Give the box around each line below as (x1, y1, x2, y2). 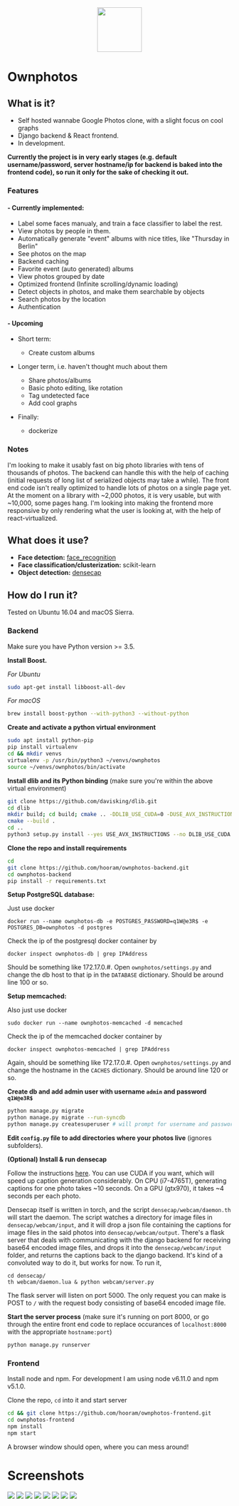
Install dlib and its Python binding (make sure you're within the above (7, 776, 213, 785)
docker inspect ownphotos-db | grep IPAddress (7, 950, 148, 958)
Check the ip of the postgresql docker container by (7, 937, 157, 945)
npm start (7, 1430, 37, 1437)
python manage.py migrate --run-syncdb (7, 1114, 126, 1121)
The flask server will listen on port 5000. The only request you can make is (7, 1291, 226, 1300)
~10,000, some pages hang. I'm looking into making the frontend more (7, 499, 213, 507)
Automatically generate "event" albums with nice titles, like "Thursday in (17, 235, 230, 243)
